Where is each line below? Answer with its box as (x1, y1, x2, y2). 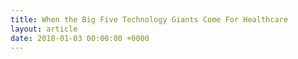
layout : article (10, 24, 78, 34)
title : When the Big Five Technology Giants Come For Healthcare (10, 14, 288, 25)
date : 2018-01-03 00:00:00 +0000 (10, 33, 150, 43)
